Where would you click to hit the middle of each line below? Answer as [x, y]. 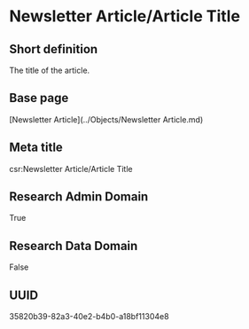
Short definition [54, 49]
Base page [39, 98]
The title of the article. [50, 70]
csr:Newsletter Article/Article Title [71, 168]
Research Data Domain [74, 246]
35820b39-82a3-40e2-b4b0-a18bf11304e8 [89, 317]
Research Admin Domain [79, 197]
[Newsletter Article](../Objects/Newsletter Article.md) [106, 119]
